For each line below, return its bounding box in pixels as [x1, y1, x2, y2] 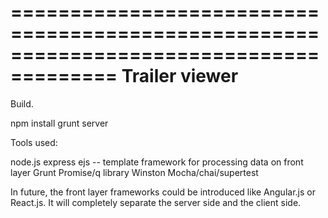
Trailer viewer [121, 65, 239, 88]
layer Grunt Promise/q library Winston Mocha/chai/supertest [10, 166, 259, 178]
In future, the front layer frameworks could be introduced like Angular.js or [10, 186, 316, 198]
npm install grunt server [10, 117, 109, 129]
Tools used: [10, 136, 58, 148]
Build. [10, 97, 34, 110]
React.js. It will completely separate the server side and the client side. [10, 196, 302, 208]
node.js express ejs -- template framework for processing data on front [10, 156, 304, 168]
